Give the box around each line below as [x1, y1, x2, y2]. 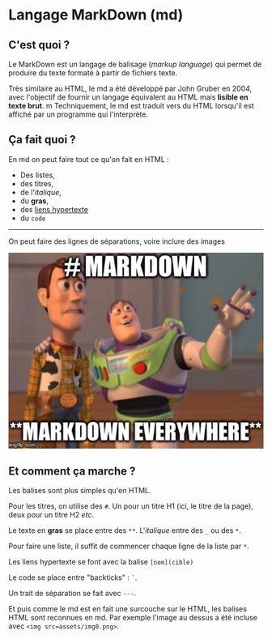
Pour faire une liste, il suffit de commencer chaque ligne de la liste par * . [8, 541, 249, 552]
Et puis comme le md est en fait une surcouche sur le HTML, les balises [8, 604, 247, 614]
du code [19, 213, 46, 223]
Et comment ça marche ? [8, 464, 136, 478]
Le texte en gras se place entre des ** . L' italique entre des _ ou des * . [8, 526, 241, 535]
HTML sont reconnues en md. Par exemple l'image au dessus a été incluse [8, 613, 257, 623]
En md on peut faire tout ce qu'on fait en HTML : [8, 154, 170, 164]
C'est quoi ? [8, 38, 70, 52]
